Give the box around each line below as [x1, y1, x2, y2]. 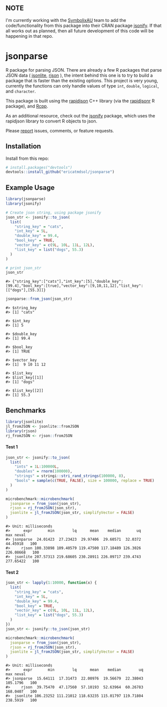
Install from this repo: [5, 155, 49, 161]
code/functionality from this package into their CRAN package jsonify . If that [5, 22, 162, 28]
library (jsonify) [5, 201, 42, 206]
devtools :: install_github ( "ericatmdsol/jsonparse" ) [5, 169, 114, 175]
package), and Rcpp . [5, 103, 49, 109]
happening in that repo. [5, 33, 54, 39]
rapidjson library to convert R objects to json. [5, 118, 98, 124]
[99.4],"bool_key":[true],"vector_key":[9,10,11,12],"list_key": [5, 283, 143, 288]
